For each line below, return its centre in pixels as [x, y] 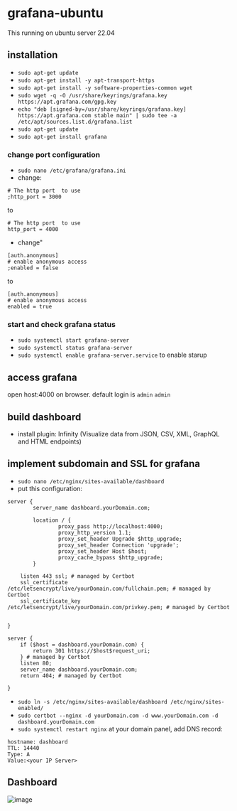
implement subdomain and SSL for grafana [104, 464]
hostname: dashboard [38, 742]
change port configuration [54, 154]
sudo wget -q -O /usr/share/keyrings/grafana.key [93, 95]
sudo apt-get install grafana [62, 136]
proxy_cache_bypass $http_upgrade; [110, 557]
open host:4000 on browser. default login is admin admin [89, 394]
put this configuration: [50, 488]
